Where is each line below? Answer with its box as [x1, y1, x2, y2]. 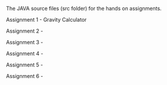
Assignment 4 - [6, 50, 44, 57]
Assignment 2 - [6, 27, 43, 34]
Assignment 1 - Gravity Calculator [6, 16, 87, 23]
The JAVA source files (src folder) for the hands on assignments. [6, 5, 162, 12]
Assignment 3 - [6, 39, 43, 45]
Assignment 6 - [6, 73, 43, 79]
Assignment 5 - [6, 61, 43, 68]
